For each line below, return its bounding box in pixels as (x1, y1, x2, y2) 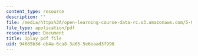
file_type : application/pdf (6, 24, 75, 31)
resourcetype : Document (6, 30, 65, 36)
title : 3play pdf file (6, 36, 62, 41)
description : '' (6, 14, 46, 20)
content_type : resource (6, 8, 65, 15)
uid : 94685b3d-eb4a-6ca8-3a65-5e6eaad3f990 (6, 41, 115, 47)
